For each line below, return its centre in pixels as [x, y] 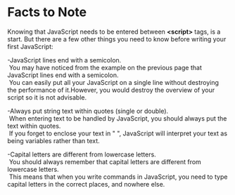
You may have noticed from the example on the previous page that [105, 67]
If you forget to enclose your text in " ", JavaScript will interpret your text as [118, 133]
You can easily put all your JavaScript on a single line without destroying [114, 82]
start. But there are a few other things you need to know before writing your [117, 39]
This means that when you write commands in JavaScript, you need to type [118, 177]
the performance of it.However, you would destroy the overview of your [111, 90]
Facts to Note [47, 12]
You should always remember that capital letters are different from [105, 161]
